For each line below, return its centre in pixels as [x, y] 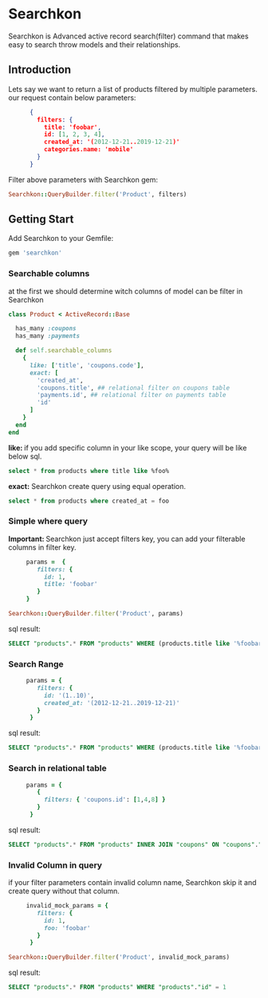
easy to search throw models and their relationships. [95, 44]
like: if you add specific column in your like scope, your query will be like [128, 447]
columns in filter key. [43, 547]
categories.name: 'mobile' [89, 150]
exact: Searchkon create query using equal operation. [97, 486]
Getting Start [41, 220]
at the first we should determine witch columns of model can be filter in [126, 291]
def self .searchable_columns [64, 351]
